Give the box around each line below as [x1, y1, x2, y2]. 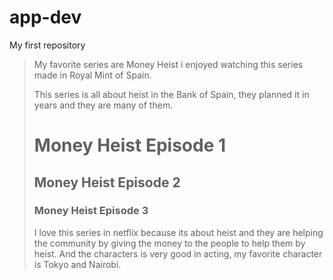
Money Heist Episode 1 [33, 134, 227, 157]
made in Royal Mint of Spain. [33, 69, 152, 81]
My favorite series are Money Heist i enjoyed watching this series [33, 58, 304, 70]
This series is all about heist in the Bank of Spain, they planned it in [33, 88, 310, 100]
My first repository [9, 39, 86, 51]
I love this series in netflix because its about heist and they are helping [33, 226, 324, 238]
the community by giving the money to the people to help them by [33, 237, 306, 249]
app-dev [9, 6, 82, 29]
